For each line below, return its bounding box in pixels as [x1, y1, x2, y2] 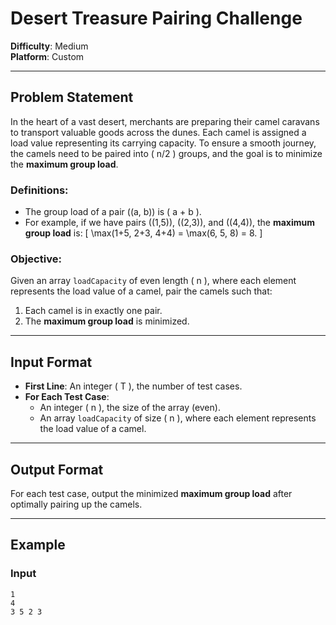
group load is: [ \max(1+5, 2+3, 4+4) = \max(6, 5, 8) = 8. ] [24, 227, 263, 239]
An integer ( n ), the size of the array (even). [39, 402, 221, 414]
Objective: [10, 252, 62, 266]
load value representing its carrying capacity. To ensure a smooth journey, [10, 137, 317, 149]
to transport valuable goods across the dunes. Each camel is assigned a [10, 126, 307, 138]
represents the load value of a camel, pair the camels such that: [10, 285, 273, 297]
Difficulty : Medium [10, 40, 89, 52]
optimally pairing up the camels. [10, 498, 143, 510]
